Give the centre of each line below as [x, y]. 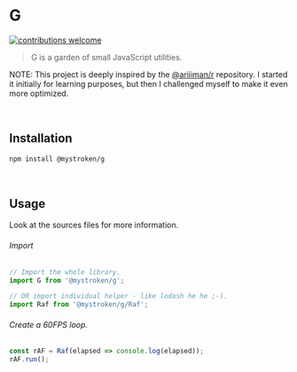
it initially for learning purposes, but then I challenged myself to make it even [148, 83]
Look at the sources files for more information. [94, 225]
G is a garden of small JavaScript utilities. [106, 57]
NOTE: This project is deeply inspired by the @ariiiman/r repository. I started [148, 74]
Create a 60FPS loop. [49, 324]
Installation [41, 139]
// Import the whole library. [65, 272]
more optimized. [39, 93]
